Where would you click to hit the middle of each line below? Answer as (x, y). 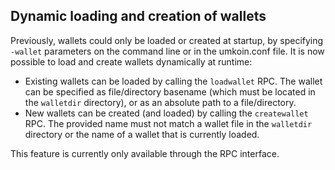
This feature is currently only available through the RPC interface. (145, 153)
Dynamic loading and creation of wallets (138, 16)
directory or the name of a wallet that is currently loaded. (142, 134)
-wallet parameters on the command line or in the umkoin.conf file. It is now (167, 51)
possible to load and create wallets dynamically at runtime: (131, 61)
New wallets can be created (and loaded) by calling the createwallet (166, 113)
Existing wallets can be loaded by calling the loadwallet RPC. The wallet (173, 81)
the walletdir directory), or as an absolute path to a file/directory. (160, 102)
